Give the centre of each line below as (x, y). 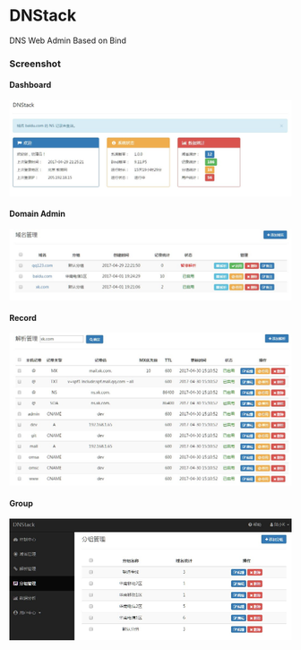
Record (23, 317)
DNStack (43, 16)
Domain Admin (37, 214)
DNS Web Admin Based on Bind (68, 40)
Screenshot (35, 64)
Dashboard (30, 85)
